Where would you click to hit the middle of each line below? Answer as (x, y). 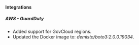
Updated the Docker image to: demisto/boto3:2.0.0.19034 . (73, 37)
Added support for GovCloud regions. (52, 31)
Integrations (19, 7)
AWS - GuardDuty (25, 19)
